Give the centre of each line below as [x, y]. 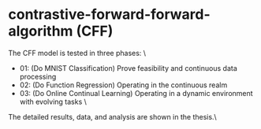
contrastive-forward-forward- [109, 15]
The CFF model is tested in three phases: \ [77, 53]
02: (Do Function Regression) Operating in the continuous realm [123, 85]
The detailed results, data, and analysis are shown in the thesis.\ [112, 116]
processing [38, 76]
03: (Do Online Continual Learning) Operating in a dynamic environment [136, 93]
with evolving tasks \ [53, 101]
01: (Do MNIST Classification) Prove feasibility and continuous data [129, 68]
